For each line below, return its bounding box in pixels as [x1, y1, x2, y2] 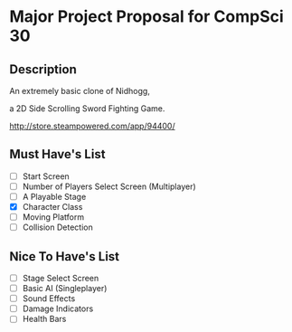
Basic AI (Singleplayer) [22, 283, 108, 294]
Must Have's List [9, 147, 106, 162]
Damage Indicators [22, 303, 94, 314]
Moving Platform [22, 212, 84, 223]
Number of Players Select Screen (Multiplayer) [22, 181, 196, 192]
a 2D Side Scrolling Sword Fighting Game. [9, 103, 165, 114]
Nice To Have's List [9, 249, 120, 264]
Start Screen [22, 170, 70, 182]
